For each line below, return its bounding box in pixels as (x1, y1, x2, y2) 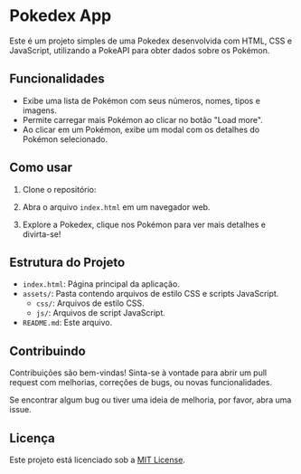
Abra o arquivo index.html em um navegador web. (22, 201, 211, 213)
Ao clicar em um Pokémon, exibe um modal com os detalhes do (22, 124, 260, 135)
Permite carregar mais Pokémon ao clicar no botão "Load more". (22, 114, 264, 125)
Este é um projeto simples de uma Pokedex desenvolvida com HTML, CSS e (9, 35, 292, 46)
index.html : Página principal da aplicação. (22, 279, 181, 289)
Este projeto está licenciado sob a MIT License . (9, 454, 185, 465)
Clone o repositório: (22, 184, 97, 194)
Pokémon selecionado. (22, 133, 108, 145)
